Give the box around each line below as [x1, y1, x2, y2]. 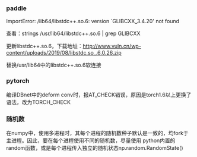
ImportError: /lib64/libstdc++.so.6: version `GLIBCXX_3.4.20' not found [6, 18, 180, 25]
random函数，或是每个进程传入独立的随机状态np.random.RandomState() [6, 144, 183, 151]
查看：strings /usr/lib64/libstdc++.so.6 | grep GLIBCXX [6, 30, 141, 37]
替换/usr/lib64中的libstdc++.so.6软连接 [6, 61, 102, 69]
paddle [6, 4, 27, 12]
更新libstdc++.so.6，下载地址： [6, 43, 83, 50]
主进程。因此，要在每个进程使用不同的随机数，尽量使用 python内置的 [6, 137, 176, 144]
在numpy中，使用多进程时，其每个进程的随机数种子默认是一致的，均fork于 [6, 129, 189, 136]
